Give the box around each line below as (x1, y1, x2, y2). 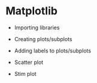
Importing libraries (14, 24, 60, 31)
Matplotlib (5, 4, 58, 18)
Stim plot (14, 70, 37, 77)
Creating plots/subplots (14, 35, 72, 42)
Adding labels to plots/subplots (14, 47, 91, 54)
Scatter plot (14, 59, 44, 66)
